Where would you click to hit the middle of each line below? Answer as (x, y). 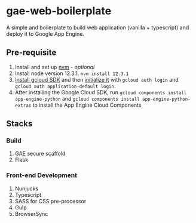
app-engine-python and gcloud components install (77, 98)
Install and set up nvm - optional (55, 67)
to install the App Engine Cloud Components (87, 105)
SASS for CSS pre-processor (50, 201)
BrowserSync (31, 213)
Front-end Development (42, 175)
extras (23, 106)
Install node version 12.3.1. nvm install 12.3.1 (72, 73)
